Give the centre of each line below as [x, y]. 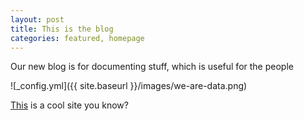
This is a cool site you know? [69, 105]
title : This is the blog [62, 29]
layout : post [37, 19]
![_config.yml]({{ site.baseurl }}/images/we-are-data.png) [129, 86]
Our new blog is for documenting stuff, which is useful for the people [152, 67]
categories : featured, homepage [77, 38]
